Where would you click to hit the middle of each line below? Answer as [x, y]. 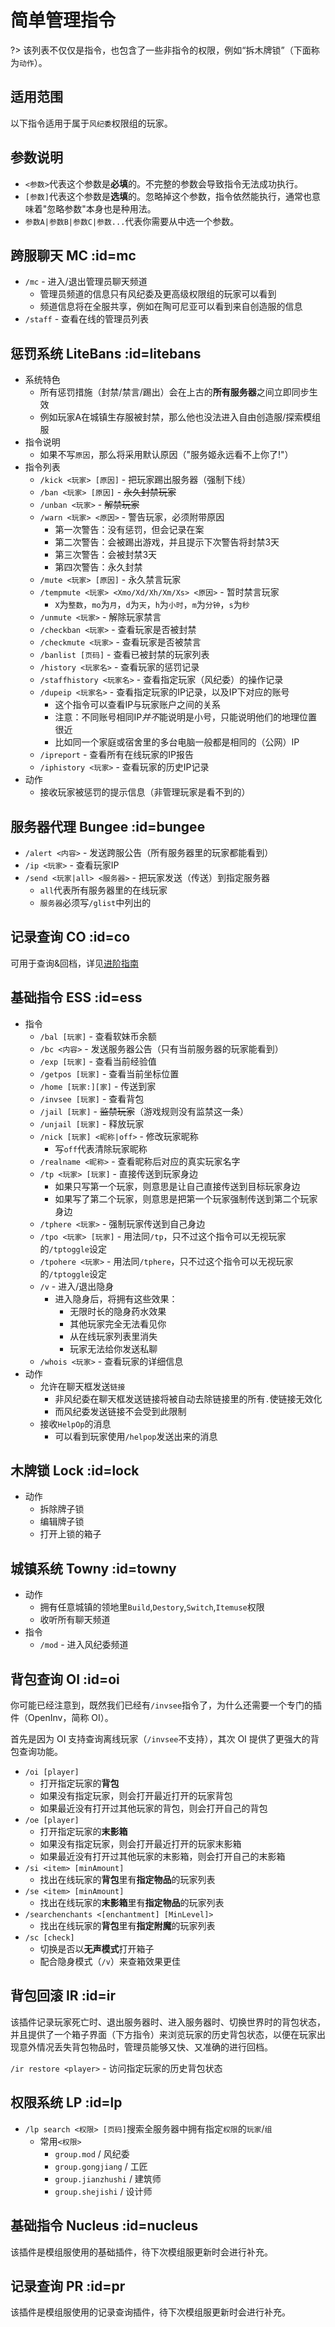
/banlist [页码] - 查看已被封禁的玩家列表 [124, 655]
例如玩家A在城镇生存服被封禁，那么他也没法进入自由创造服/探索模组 [180, 417]
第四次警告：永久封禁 [98, 567]
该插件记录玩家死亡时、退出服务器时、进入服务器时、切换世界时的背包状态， [168, 2022]
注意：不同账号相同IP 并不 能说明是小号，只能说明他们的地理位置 [186, 717]
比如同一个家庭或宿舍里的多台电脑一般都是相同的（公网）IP [177, 742]
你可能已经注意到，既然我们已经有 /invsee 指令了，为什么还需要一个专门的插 [166, 1705]
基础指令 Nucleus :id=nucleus [104, 2226]
